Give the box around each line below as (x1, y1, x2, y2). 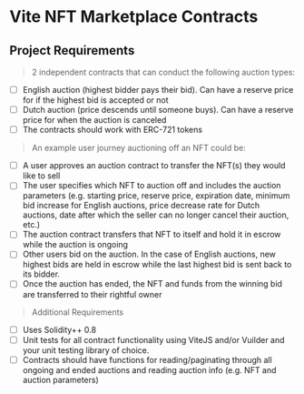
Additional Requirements (31, 307, 124, 318)
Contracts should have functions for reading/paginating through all (22, 354, 272, 365)
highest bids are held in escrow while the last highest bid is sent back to (22, 259, 292, 270)
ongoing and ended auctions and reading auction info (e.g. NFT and (22, 364, 277, 375)
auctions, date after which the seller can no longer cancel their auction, (22, 209, 289, 220)
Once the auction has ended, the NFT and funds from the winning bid (22, 278, 283, 289)
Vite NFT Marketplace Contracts (9, 6, 259, 27)
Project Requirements (9, 43, 135, 58)
